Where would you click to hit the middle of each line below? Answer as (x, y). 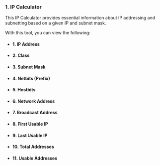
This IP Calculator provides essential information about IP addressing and (80, 18)
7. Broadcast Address (35, 113)
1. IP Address (26, 44)
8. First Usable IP (30, 124)
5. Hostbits (24, 90)
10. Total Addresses (33, 147)
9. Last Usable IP (30, 135)
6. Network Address (34, 101)
